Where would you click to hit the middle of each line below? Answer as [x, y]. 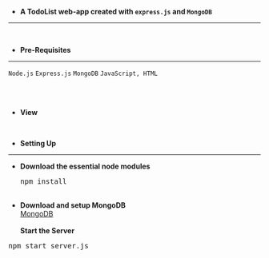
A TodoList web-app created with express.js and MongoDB [116, 12]
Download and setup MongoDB [73, 205]
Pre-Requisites [45, 50]
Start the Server [47, 230]
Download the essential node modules [85, 166]
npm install [43, 182]
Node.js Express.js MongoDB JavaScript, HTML [83, 73]
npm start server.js [49, 246]
